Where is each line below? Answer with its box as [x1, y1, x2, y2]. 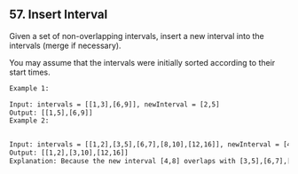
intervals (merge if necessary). [9, 40, 122, 51]
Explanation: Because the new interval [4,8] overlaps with [9, 157, 237, 166]
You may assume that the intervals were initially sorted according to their [9, 57, 276, 67]
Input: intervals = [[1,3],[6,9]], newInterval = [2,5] [9, 99, 220, 109]
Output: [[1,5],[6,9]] [9, 108, 93, 117]
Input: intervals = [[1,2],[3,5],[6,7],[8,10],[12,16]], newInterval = [9, 140, 279, 149]
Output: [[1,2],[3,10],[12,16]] [9, 148, 129, 158]
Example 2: [9, 116, 50, 125]
